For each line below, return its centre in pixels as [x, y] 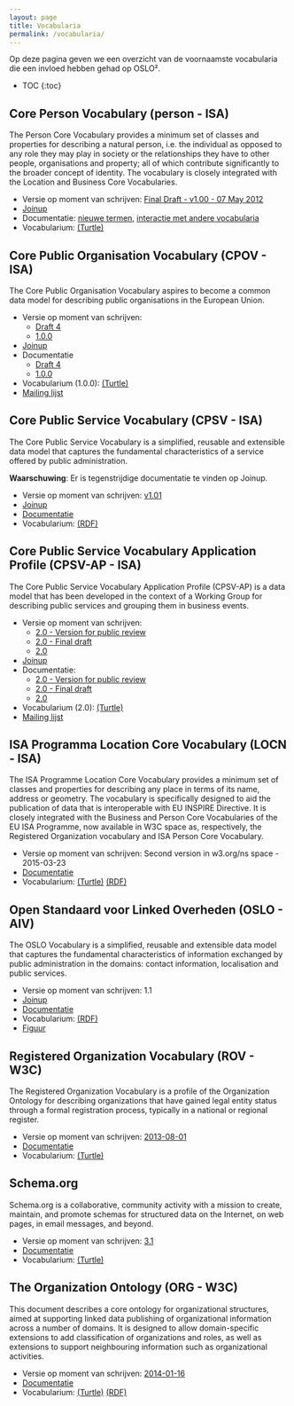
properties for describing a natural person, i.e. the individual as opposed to [146, 145]
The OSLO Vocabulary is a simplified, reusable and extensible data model [143, 945]
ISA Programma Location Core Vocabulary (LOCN [148, 745]
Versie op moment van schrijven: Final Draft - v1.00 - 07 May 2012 [143, 200]
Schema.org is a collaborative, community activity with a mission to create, [146, 1205]
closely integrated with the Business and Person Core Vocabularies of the [143, 818]
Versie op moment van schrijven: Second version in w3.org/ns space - [150, 853]
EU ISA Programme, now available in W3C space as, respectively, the [135, 827]
